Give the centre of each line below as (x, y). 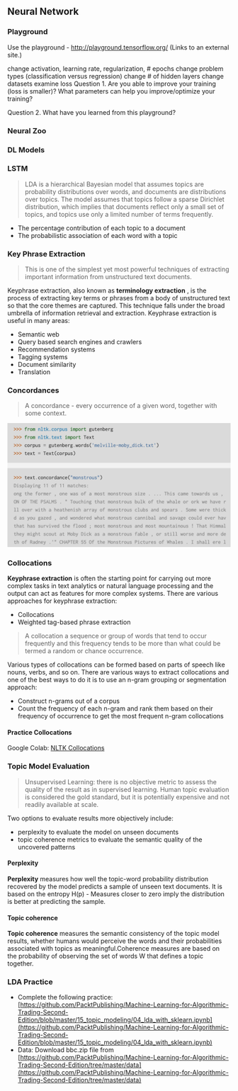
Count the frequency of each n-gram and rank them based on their (115, 708)
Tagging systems (42, 357)
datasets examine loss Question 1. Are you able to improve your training (112, 84)
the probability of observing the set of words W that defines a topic (106, 956)
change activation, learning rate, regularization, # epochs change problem (115, 68)
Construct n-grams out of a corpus (69, 701)
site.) (15, 55)
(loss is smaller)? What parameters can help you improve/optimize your (111, 91)
